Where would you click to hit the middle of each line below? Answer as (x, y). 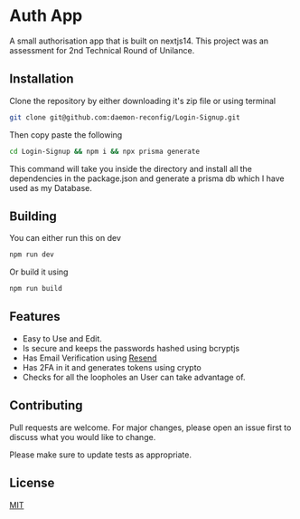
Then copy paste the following (66, 135)
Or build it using (39, 272)
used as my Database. (51, 187)
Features (35, 317)
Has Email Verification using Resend (89, 358)
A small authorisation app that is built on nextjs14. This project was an (139, 41)
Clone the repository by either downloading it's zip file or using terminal (143, 101)
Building (33, 216)
